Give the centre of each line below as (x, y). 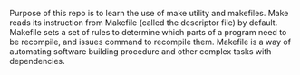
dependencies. (37, 61)
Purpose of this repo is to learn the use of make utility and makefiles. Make (149, 13)
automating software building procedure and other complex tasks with (140, 52)
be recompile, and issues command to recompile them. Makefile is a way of (150, 42)
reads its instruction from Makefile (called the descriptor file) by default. (144, 23)
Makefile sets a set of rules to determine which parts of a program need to (148, 32)
